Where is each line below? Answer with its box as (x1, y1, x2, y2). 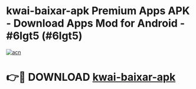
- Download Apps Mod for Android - (6, 17, 185, 30)
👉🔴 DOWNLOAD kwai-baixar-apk (6, 71, 176, 84)
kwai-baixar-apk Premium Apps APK (6, 4, 190, 18)
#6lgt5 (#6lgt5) (6, 29, 83, 42)
